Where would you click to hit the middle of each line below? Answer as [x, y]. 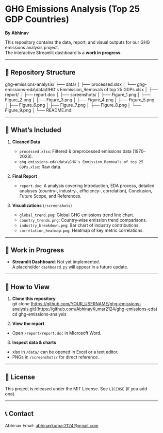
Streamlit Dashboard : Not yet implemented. [56, 262]
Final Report [24, 176]
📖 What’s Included [33, 130]
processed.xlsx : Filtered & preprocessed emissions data [75, 151]
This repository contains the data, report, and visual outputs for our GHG [78, 42]
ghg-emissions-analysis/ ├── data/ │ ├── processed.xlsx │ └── [71, 84]
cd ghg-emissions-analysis [39, 314]
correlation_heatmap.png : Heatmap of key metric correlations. [81, 230]
